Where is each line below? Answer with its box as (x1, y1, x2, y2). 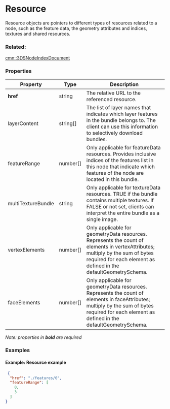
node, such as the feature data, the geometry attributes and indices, (5, 25, 148, 31)
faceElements (8, 299, 40, 306)
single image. (86, 215, 118, 223)
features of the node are (86, 169, 144, 176)
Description (110, 81, 139, 88)
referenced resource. (86, 96, 137, 103)
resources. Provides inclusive (86, 150, 156, 158)
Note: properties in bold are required (5, 334, 82, 340)
